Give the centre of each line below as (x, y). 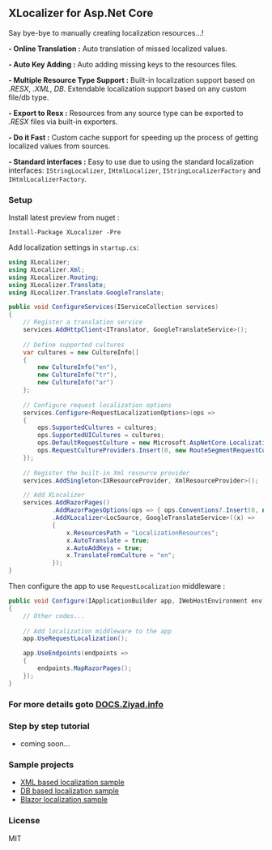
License (24, 821)
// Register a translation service (83, 322)
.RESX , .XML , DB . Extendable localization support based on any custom (127, 88)
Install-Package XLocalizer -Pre (65, 233)
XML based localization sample (72, 783)
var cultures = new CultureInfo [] (81, 352)
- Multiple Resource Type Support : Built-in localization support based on (132, 79)
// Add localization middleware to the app (98, 631)
